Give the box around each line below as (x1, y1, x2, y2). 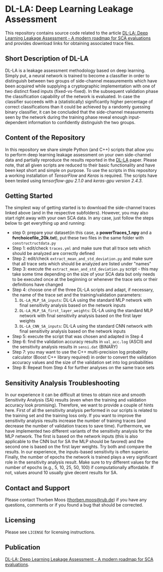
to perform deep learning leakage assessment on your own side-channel (5, 151, 151, 157)
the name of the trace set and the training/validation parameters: (12, 292, 142, 298)
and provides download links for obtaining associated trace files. (5, 40, 135, 46)
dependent (5, 119, 27, 125)
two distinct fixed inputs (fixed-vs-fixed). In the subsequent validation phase (5, 88, 159, 94)
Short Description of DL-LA (5, 55, 89, 63)
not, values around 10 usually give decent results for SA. (5, 470, 118, 476)
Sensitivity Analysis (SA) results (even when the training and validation (5, 397, 146, 403)
